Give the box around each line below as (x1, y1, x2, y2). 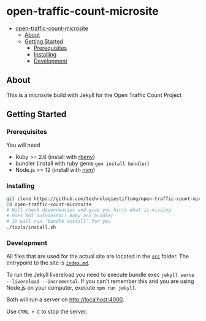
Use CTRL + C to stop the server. (6, 308, 88, 315)
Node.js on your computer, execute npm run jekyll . (6, 284, 137, 292)
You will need (6, 141, 40, 149)
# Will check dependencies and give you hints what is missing (6, 207, 172, 213)
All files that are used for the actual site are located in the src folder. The (6, 253, 189, 260)
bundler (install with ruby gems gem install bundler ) (15, 160, 150, 167)
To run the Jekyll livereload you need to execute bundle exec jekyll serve (6, 271, 195, 279)
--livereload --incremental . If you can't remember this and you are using (6, 277, 194, 285)
